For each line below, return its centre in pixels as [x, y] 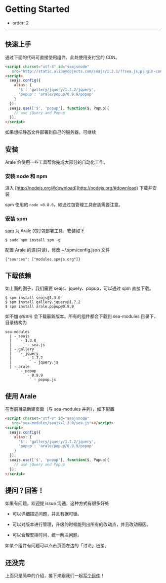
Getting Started [38, 9]
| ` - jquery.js [34, 362]
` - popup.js [43, 380]
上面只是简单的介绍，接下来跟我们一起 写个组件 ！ [55, 576]
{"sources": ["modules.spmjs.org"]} [43, 259]
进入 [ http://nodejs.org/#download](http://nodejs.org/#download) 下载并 [79, 188]
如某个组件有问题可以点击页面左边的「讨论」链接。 [57, 546]
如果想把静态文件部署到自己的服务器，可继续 [51, 132]
